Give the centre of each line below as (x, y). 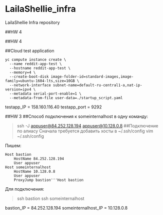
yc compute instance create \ (36, 59)
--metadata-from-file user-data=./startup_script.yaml (66, 98)
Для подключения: (25, 189)
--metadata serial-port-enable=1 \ (45, 93)
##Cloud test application (30, 51)
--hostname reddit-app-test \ (40, 68)
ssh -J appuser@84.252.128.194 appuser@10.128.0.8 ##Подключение (88, 125)
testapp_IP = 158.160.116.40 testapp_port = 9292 (54, 107)
